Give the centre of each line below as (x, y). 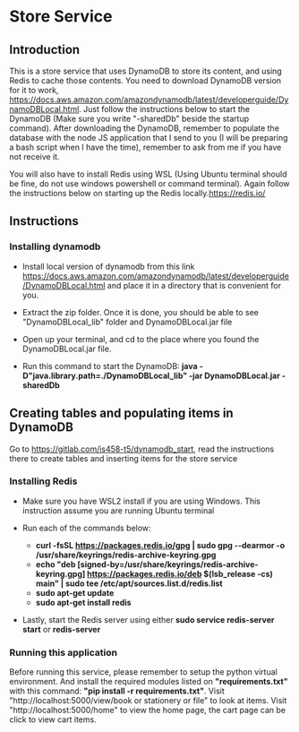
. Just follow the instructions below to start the (165, 109)
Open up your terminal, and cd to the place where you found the (141, 339)
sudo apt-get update (75, 592)
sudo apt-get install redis (83, 602)
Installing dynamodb (55, 246)
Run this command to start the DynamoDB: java (110, 366)
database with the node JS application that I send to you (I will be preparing (149, 138)
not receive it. (34, 157)
